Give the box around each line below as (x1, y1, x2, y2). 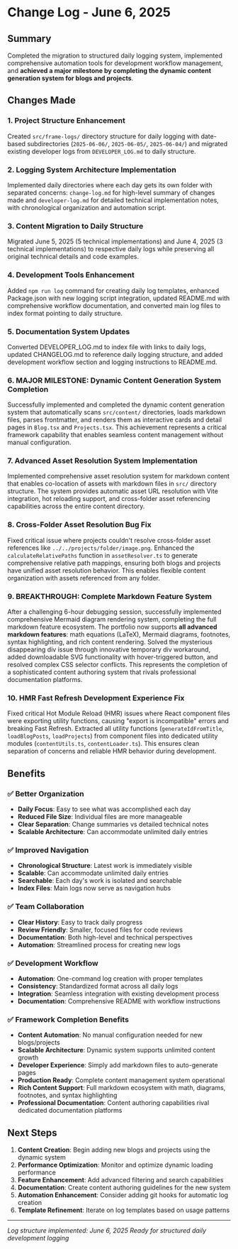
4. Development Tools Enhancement (7, 270, 135, 280)
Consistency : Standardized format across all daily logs (17, 981, 178, 990)
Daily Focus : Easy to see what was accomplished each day (17, 805, 191, 813)
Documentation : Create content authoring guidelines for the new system (17, 1183, 231, 1192)
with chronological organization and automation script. (7, 203, 166, 211)
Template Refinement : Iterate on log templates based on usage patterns (17, 1206, 230, 1214)
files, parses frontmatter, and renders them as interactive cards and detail (7, 416, 222, 424)
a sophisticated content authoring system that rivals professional (7, 668, 197, 676)
